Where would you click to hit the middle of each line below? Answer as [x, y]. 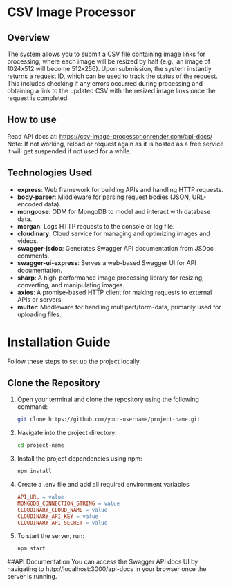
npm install [34, 471]
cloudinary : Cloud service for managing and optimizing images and [113, 233]
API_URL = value [40, 497]
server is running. [32, 577]
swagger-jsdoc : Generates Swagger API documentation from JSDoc [115, 248]
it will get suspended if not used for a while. [69, 151]
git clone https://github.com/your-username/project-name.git [109, 420]
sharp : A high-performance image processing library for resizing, [110, 278]
